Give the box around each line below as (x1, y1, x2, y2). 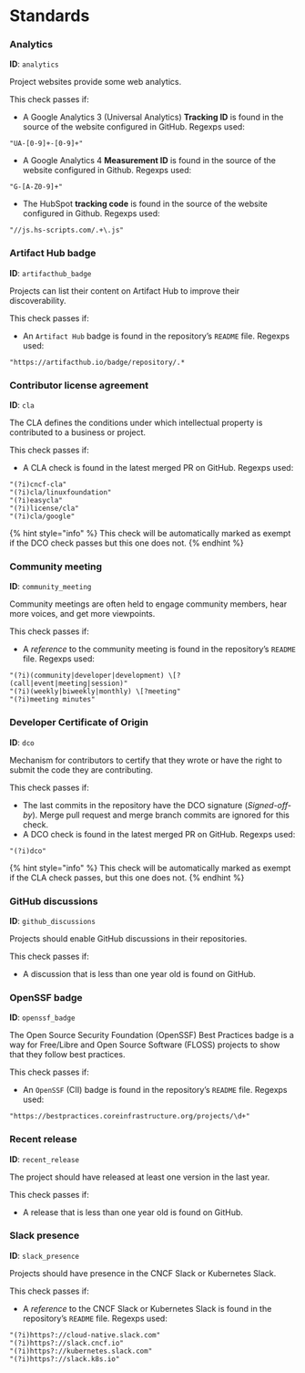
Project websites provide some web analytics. (9, 77, 182, 88)
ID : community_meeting (9, 581, 92, 592)
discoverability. (9, 295, 66, 306)
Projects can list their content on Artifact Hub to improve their (9, 285, 240, 296)
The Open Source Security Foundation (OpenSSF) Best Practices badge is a (9, 1030, 294, 1041)
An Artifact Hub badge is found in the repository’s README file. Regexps (22, 330, 290, 341)
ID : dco (9, 736, 35, 748)
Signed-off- (247, 799, 291, 810)
